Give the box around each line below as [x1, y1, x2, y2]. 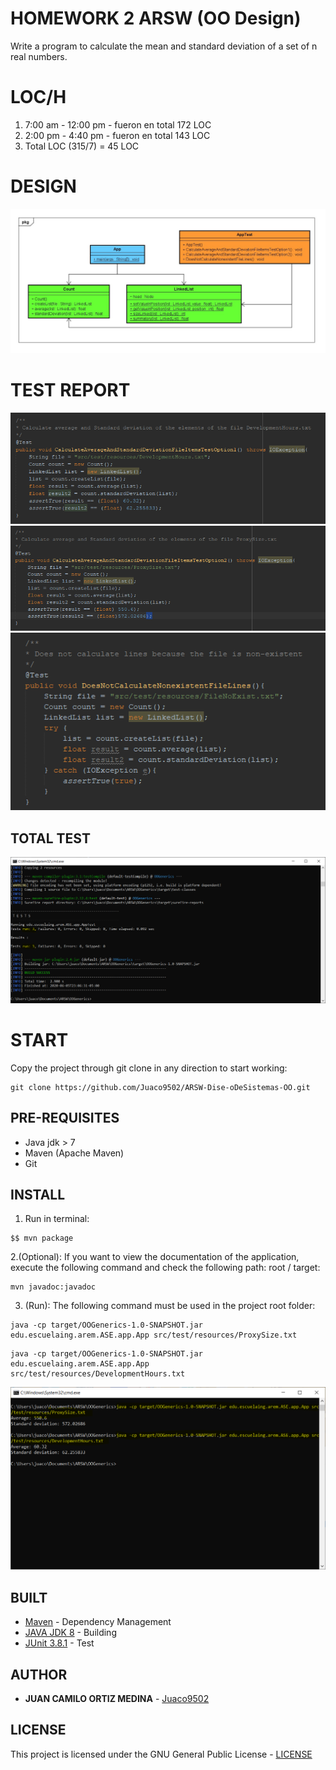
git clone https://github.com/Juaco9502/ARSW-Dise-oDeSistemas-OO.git [10, 1082, 311, 1092]
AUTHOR [10, 1666, 68, 1683]
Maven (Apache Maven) [24, 1147, 125, 1159]
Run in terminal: [24, 1213, 90, 1225]
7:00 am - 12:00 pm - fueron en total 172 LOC [24, 118, 212, 131]
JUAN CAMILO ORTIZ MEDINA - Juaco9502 [24, 1692, 210, 1704]
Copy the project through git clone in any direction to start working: [10, 1062, 288, 1074]
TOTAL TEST [10, 830, 91, 847]
